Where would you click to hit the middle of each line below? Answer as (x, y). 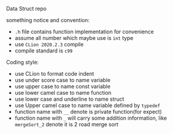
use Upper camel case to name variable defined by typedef (87, 105)
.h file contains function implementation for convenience (84, 32)
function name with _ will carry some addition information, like (91, 118)
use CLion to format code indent (54, 74)
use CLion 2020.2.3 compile (49, 44)
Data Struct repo (26, 9)
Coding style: (23, 62)
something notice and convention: (48, 20)
